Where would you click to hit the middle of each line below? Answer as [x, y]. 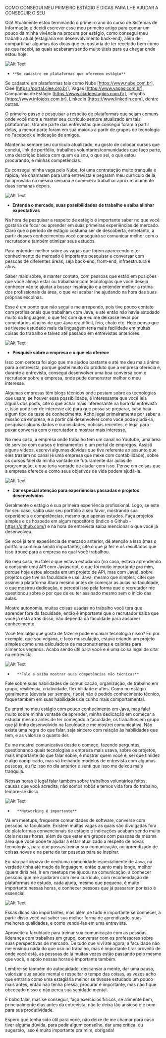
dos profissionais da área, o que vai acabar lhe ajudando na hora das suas [81, 292]
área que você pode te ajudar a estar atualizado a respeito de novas [75, 841]
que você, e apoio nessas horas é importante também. [61, 959]
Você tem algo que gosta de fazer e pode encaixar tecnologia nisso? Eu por [83, 633]
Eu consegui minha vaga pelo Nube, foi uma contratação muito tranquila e [81, 170]
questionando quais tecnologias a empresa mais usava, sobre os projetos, [81, 750]
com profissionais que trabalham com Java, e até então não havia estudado [83, 312]
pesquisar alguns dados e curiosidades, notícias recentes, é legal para [77, 424]
